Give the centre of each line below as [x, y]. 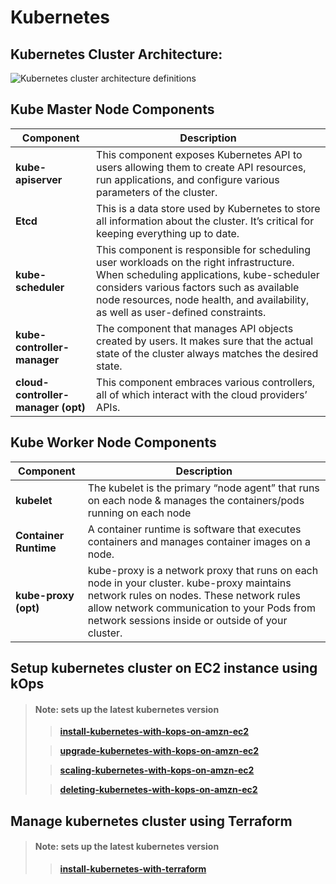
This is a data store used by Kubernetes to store [208, 208]
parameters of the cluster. [157, 192]
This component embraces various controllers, [206, 382]
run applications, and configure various [188, 179]
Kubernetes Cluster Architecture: [116, 54]
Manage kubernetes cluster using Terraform [151, 821]
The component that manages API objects [195, 328]
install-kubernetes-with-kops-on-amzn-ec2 [154, 732]
